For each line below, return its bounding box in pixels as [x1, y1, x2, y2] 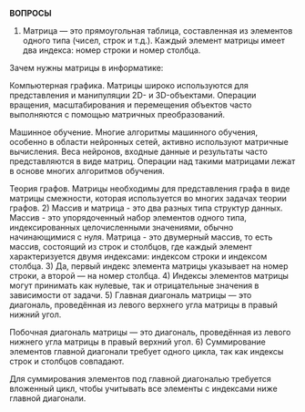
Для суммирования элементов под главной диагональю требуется [9, 374, 271, 384]
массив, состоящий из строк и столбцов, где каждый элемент [9, 242, 253, 252]
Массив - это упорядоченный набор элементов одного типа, [9, 212, 248, 222]
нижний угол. [9, 309, 62, 320]
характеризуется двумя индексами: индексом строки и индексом [9, 251, 268, 262]
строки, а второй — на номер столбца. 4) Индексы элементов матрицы [9, 271, 290, 281]
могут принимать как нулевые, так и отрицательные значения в [9, 280, 259, 291]
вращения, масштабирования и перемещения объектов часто [9, 99, 252, 110]
